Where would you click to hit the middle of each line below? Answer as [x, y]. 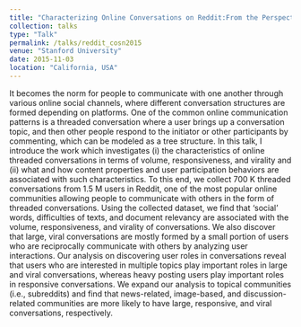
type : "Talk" [34, 34]
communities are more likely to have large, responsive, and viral [155, 303]
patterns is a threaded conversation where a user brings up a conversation [147, 121]
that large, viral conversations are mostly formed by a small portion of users [149, 236]
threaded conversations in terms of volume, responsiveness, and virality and [150, 160]
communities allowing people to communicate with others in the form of [142, 198]
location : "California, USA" [64, 68]
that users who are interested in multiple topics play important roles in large [149, 265]
